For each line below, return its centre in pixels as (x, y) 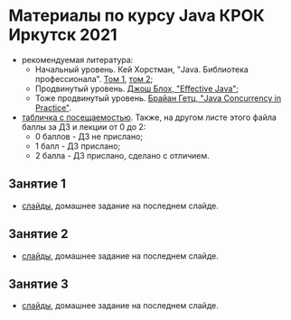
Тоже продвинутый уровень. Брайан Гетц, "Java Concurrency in (158, 98)
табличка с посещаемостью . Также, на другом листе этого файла (149, 117)
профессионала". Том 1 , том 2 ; (94, 78)
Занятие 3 (38, 283)
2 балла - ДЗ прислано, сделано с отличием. (122, 155)
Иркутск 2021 (63, 35)
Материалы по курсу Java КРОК (137, 16)
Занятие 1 (38, 184)
